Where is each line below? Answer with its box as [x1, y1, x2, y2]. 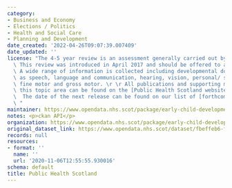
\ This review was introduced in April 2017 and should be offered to [13, 61, 221, 68]
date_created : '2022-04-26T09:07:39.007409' [7, 42, 137, 49]
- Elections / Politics [7, 23, 76, 30]
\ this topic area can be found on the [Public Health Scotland [13, 87, 202, 94]
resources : [7, 138, 39, 145]
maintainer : [7, 106, 41, 113]
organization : [7, 118, 48, 126]
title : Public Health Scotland [7, 170, 97, 177]
